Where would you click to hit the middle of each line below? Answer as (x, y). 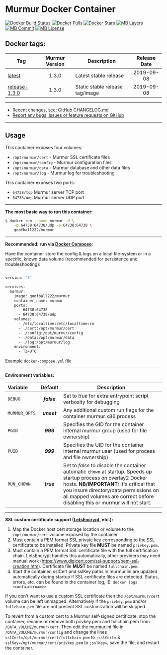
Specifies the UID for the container (103, 445)
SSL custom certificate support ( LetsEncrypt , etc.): (59, 520)
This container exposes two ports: (40, 182)
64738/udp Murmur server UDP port (48, 197)
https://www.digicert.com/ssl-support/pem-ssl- (90, 561)
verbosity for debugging (91, 402)
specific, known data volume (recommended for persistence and (71, 259)
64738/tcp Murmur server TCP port (48, 192)
